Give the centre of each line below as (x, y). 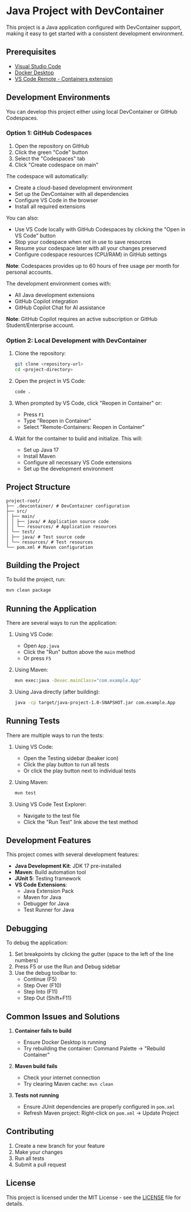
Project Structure (38, 487)
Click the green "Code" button (51, 152)
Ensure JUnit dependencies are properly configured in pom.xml (99, 1106)
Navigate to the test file (52, 815)
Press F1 (33, 414)
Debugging (27, 928)
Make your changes (38, 1152)
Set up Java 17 (41, 450)
